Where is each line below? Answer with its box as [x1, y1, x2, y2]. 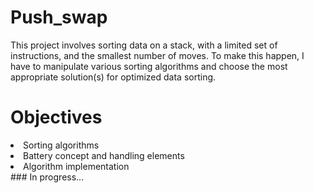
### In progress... [10, 171, 85, 183]
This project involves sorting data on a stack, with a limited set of [10, 39, 278, 51]
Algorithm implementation [23, 160, 130, 172]
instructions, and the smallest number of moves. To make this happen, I [10, 49, 305, 61]
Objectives [10, 106, 103, 129]
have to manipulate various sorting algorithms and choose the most [10, 60, 288, 72]
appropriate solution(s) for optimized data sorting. [10, 71, 217, 83]
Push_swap [10, 6, 108, 29]
